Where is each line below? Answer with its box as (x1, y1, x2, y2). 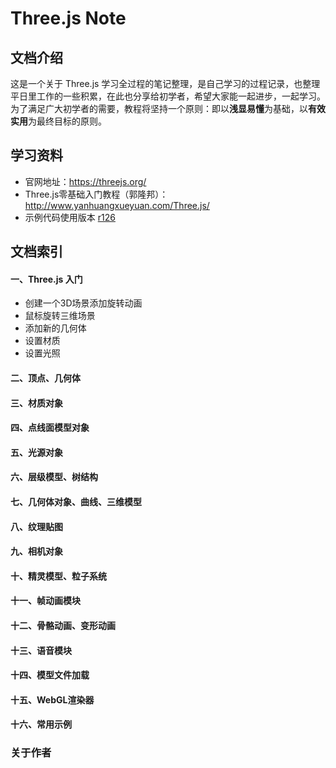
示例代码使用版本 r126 (24, 211, 116, 223)
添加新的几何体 (24, 322, 87, 334)
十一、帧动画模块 (10, 595, 81, 607)
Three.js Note (10, 7, 127, 30)
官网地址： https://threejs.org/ (24, 175, 147, 187)
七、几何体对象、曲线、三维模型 (10, 495, 142, 507)
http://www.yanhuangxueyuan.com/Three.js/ (24, 199, 210, 211)
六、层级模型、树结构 (10, 471, 98, 483)
